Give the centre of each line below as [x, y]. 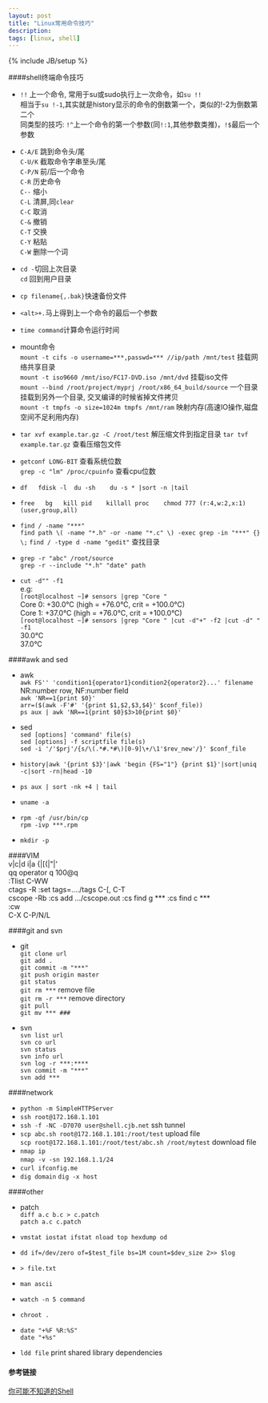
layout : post [30, 16]
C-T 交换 [34, 232]
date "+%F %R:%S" [49, 1331]
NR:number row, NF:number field [74, 691]
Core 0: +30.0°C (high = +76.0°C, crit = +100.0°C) [102, 604]
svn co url [38, 1043]
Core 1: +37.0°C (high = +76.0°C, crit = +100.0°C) [101, 613]
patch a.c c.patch [50, 1222]
